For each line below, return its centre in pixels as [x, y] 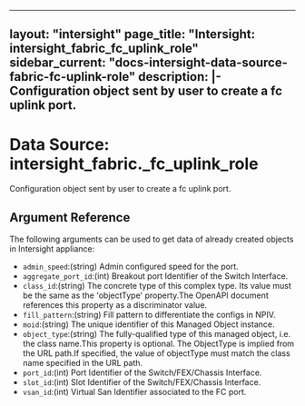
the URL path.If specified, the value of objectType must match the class [156, 353]
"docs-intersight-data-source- [198, 63]
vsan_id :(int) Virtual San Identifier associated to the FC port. [134, 392]
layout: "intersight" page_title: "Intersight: [133, 34]
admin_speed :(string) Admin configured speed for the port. [130, 267]
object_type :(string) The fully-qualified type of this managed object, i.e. [157, 334]
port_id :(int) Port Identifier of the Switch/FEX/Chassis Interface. [142, 372]
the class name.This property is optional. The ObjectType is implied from [158, 344]
